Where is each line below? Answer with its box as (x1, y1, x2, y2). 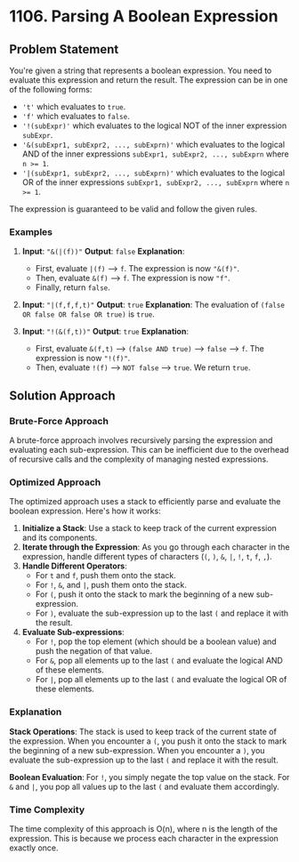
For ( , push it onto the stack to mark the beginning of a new (35, 589, 255, 600)
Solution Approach (9, 388, 116, 403)
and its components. (21, 532, 98, 544)
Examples (9, 225, 53, 238)
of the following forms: (9, 85, 93, 94)
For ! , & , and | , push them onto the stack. (35, 580, 187, 591)
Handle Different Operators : (21, 560, 127, 571)
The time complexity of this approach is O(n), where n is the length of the (9, 823, 279, 834)
